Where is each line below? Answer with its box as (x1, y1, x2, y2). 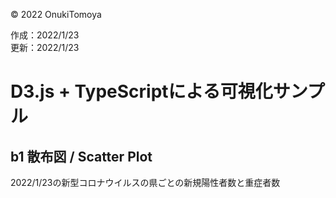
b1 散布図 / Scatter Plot (10, 148, 153, 165)
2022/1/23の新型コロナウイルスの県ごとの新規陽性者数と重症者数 (10, 177, 281, 188)
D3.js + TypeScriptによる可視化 (10, 80, 273, 103)
